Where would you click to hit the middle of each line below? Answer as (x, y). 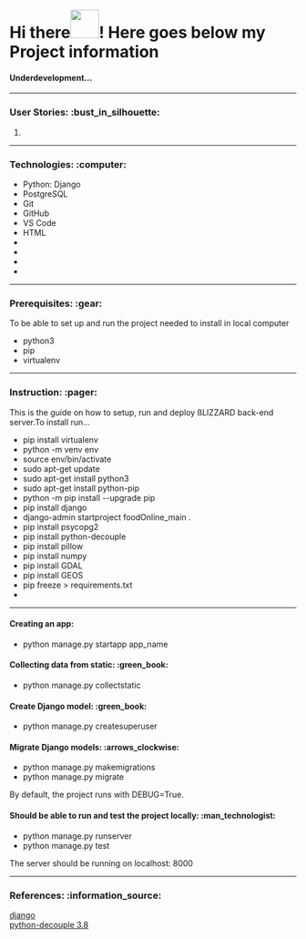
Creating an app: (42, 624)
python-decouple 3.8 (49, 924)
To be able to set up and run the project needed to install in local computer (149, 323)
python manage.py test (66, 845)
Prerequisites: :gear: (56, 303)
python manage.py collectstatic (82, 685)
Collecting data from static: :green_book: (89, 665)
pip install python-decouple (74, 536)
